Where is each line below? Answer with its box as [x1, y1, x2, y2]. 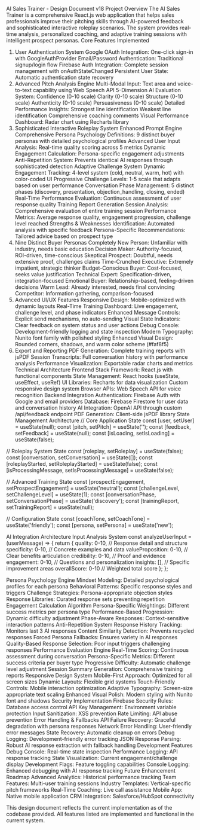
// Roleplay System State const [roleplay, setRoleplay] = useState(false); [6, 448, 183, 454]
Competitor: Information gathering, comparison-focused [14, 290, 154, 297]
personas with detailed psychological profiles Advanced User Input [14, 138, 180, 144]
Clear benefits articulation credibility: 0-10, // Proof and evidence [6, 553, 166, 559]
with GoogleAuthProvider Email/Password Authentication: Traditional [14, 55, 184, 62]
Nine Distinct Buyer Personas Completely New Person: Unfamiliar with [14, 239, 188, 246]
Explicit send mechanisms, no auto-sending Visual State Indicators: [14, 315, 181, 322]
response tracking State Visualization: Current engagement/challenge [6, 755, 178, 761]
